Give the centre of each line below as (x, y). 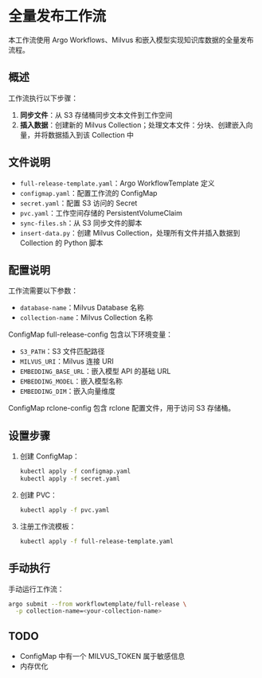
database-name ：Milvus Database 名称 (82, 308)
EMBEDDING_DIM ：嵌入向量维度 (67, 392)
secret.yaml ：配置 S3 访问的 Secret (78, 203)
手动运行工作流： (36, 589)
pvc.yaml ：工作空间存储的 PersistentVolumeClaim (101, 212)
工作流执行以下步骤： (43, 98)
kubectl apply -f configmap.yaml (75, 471)
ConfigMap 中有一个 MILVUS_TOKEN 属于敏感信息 (102, 657)
